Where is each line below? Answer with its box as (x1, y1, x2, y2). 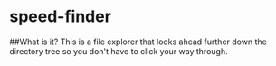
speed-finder (9, 6, 111, 27)
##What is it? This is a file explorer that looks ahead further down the (9, 36, 267, 47)
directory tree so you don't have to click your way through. (9, 45, 228, 56)
